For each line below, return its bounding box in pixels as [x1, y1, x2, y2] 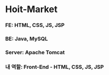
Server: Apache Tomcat [5, 49, 65, 56]
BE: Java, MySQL [5, 35, 48, 43]
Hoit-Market [5, 4, 58, 15]
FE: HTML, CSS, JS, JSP [5, 22, 65, 29]
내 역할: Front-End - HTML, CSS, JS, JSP [5, 63, 104, 70]
